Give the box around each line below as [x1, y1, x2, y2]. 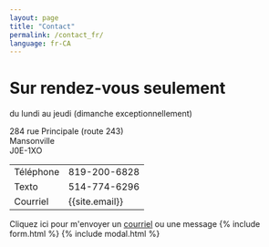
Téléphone [14, 166, 60, 179]
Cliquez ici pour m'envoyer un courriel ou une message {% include [9, 219, 261, 230]
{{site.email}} [67, 195, 124, 208]
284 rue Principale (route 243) [9, 126, 124, 137]
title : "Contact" [9, 22, 76, 31]
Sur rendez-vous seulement [9, 78, 226, 98]
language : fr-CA [9, 38, 71, 48]
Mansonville [9, 136, 55, 147]
